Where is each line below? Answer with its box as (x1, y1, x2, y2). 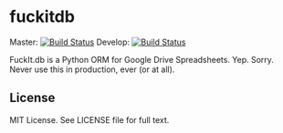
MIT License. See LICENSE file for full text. (9, 114, 170, 125)
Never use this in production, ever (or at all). (9, 64, 175, 75)
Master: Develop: (9, 36, 131, 47)
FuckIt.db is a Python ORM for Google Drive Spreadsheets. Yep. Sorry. (9, 54, 274, 65)
